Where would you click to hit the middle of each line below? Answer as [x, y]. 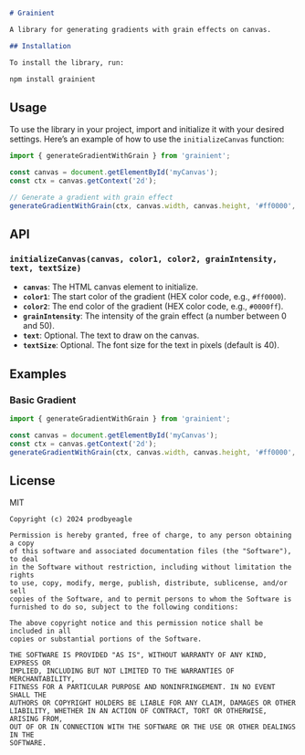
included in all [40, 631]
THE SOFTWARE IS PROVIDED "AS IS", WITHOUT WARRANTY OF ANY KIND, [138, 655]
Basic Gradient [43, 400]
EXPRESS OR [30, 663]
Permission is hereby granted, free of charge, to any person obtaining [151, 535]
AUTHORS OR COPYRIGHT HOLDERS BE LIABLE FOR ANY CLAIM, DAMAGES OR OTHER [153, 703]
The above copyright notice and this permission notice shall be [136, 624]
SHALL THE [28, 695]
